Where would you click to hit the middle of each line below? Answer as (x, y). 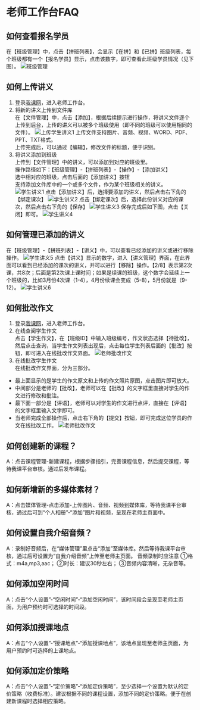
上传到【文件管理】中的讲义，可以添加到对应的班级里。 (82, 162)
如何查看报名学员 (37, 36)
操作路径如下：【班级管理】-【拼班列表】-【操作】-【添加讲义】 (93, 169)
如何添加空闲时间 (37, 584)
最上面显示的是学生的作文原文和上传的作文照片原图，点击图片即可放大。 (103, 381)
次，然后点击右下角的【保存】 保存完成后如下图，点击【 (99, 207)
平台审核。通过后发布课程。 (56, 469)
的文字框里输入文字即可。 (46, 410)
